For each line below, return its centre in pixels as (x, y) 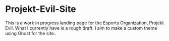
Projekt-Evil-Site (41, 9)
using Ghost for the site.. (31, 33)
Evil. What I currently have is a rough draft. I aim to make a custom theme (81, 28)
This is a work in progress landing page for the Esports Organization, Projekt (84, 23)
